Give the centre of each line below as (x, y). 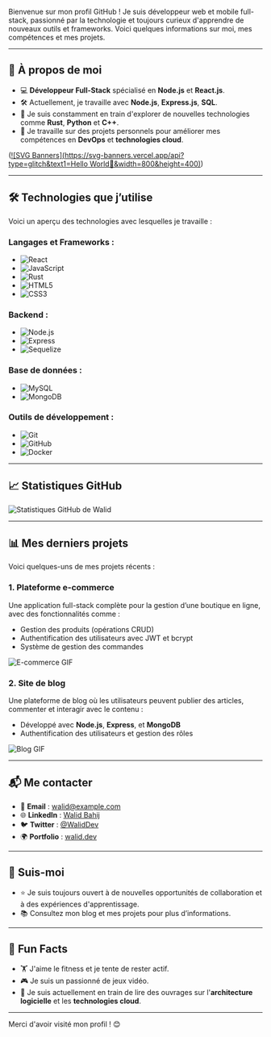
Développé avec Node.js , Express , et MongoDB (100, 725)
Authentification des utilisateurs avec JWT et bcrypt (106, 638)
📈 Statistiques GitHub (65, 486)
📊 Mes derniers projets (69, 543)
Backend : (28, 314)
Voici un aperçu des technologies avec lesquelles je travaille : (110, 221)
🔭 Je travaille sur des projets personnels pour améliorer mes (120, 131)
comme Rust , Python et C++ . (69, 122)
